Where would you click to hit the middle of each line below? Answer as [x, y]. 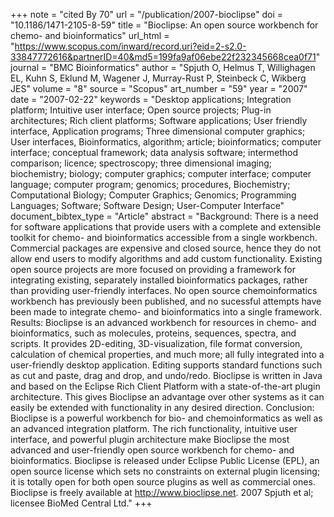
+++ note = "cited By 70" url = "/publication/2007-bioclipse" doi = [147, 14]
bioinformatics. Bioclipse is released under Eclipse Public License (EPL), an [165, 460]
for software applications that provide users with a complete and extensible [166, 227]
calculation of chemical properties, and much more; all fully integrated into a [167, 354]
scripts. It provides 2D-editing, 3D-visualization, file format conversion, [156, 343]
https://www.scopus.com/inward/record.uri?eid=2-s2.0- [130, 46]
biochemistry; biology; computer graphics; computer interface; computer [161, 173]
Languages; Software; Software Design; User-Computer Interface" [147, 205]
